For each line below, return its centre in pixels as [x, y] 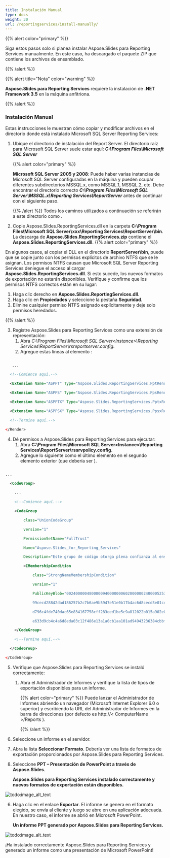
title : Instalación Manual [34, 10]
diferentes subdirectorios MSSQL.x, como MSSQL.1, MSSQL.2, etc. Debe [88, 185]
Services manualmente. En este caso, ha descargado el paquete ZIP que [81, 54]
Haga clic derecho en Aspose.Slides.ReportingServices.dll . [76, 294]
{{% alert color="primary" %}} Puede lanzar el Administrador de [87, 698]
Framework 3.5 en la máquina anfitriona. [48, 94]
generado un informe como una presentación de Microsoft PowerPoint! [79, 850]
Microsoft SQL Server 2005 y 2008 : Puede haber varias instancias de [86, 174]
